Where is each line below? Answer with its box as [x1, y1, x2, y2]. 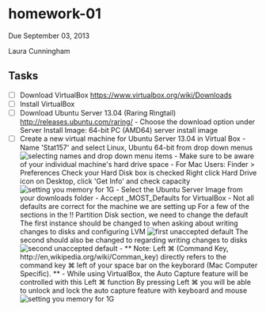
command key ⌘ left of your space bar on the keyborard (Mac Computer [19, 260, 258, 270]
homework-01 [8, 5, 101, 23]
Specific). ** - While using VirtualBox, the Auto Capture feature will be [19, 269, 249, 278]
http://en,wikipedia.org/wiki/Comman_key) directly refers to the [19, 252, 227, 261]
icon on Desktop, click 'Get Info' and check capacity [19, 176, 191, 186]
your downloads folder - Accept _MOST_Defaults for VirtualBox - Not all [19, 193, 255, 203]
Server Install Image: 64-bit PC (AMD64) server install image [19, 125, 218, 135]
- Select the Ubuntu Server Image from [116, 185, 243, 194]
